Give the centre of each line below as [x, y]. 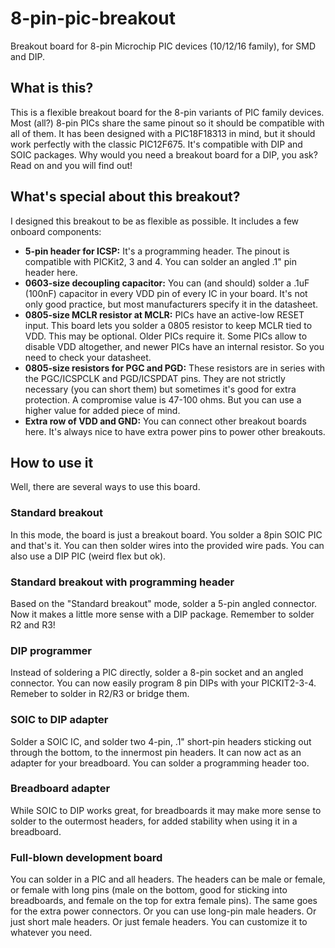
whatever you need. [51, 933]
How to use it [52, 462]
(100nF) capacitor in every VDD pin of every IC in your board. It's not [166, 293]
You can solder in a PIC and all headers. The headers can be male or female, [168, 879]
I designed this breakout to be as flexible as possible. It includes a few [155, 221]
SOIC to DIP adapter [59, 720]
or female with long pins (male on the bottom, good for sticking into [149, 890]
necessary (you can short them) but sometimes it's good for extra [160, 389]
